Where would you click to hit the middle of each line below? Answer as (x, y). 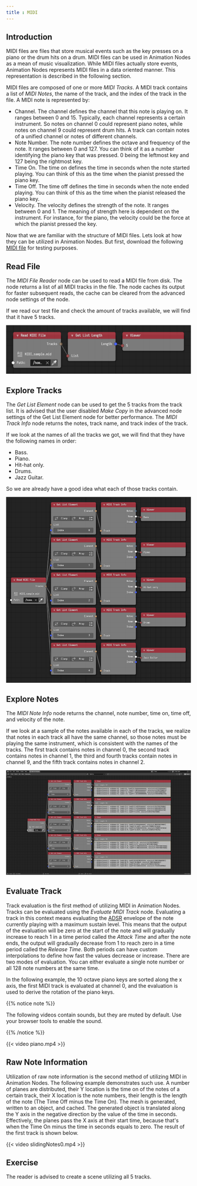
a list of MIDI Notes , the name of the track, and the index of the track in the (96, 94)
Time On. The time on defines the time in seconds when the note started (102, 168)
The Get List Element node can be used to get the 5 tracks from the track (94, 405)
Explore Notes (32, 699)
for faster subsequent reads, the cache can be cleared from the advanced (96, 293)
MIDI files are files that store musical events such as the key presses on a (95, 51)
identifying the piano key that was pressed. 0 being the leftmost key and (102, 155)
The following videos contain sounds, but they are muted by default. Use (94, 1015)
